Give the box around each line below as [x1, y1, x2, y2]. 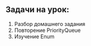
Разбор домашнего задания [14, 20, 86, 27]
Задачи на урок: [5, 5, 70, 15]
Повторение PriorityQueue [14, 27, 81, 34]
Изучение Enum [14, 32, 55, 40]
